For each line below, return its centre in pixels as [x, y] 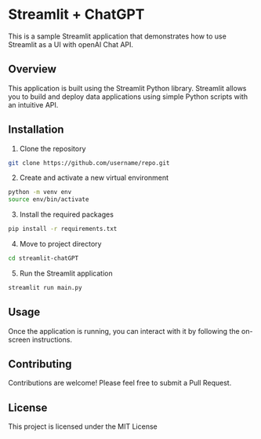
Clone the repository [53, 148]
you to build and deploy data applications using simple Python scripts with [128, 97]
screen [20, 339]
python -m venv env [40, 192]
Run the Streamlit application [66, 273]
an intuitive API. [33, 104]
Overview [33, 70]
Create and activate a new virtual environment [94, 177]
